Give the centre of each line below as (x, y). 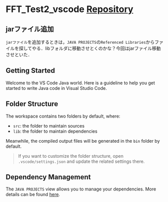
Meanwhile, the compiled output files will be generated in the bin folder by (83, 141)
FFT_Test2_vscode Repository (70, 9)
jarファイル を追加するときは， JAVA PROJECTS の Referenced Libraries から (80, 42)
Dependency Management (48, 177)
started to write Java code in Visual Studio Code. (56, 88)
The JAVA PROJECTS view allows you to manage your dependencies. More (81, 189)
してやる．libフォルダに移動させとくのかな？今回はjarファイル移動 (92, 48)
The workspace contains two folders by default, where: (63, 116)
